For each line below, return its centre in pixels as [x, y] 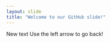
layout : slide [24, 11]
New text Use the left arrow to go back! [55, 34]
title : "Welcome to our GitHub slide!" [56, 17]
